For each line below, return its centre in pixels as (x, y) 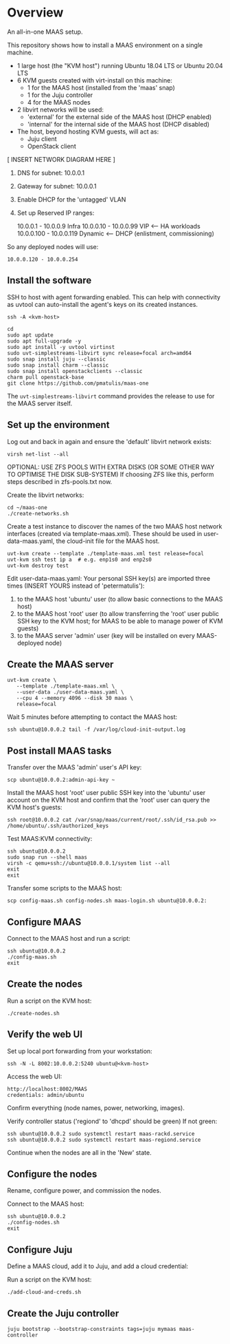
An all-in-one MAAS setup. (45, 32)
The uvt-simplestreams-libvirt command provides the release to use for (111, 396)
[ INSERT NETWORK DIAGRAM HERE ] (61, 159)
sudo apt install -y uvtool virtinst (61, 347)
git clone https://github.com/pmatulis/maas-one (78, 383)
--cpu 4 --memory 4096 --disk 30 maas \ (75, 698)
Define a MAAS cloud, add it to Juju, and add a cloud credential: (98, 1266)
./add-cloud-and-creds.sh (44, 1292)
